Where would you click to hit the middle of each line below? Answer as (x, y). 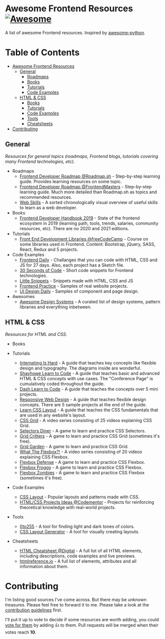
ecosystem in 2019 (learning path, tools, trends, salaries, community (89, 223)
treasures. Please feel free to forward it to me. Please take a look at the (77, 605)
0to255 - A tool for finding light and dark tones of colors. (77, 526)
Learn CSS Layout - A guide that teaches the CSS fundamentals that (89, 410)
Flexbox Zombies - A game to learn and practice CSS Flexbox (82, 472)
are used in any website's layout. (53, 415)
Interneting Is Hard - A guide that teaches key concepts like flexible (88, 363)
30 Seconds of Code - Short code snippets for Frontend (77, 270)
